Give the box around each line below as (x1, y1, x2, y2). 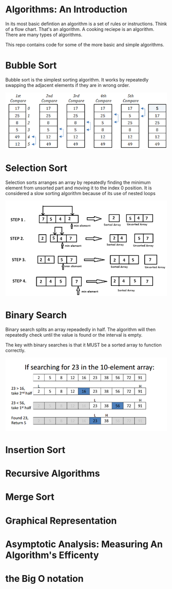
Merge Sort (5, 491, 55, 503)
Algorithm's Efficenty (5, 549, 99, 561)
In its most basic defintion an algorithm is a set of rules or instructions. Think (5, 21, 167, 27)
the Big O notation (5, 573, 84, 584)
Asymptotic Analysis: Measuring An (5, 538, 163, 550)
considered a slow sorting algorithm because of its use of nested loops (5, 190, 156, 196)
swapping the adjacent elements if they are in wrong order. (5, 82, 130, 88)
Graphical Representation (5, 515, 117, 526)
